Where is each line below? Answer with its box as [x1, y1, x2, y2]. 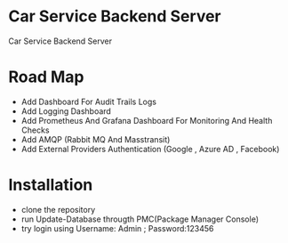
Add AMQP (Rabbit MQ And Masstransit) [20, 134, 171, 144]
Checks [20, 125, 50, 135]
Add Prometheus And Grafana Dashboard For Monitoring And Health [20, 115, 273, 126]
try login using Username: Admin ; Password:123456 [20, 223, 214, 233]
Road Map [8, 67, 85, 87]
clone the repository [20, 204, 96, 215]
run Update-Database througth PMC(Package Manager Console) [20, 214, 260, 224]
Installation [8, 175, 93, 195]
